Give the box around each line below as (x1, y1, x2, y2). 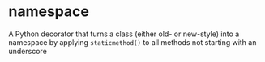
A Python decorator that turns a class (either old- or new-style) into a (8, 29, 240, 39)
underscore (8, 46, 47, 56)
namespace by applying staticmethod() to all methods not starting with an (8, 37, 257, 47)
